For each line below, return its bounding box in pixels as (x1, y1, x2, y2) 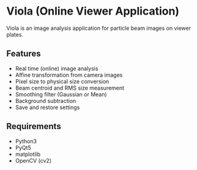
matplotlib (15, 151, 41, 158)
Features (6, 49, 41, 59)
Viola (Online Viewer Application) (6, 4, 179, 18)
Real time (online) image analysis (15, 65, 98, 72)
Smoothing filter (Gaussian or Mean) (15, 90, 107, 98)
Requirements (6, 121, 61, 132)
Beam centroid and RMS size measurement (15, 84, 124, 91)
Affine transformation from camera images (15, 71, 123, 79)
